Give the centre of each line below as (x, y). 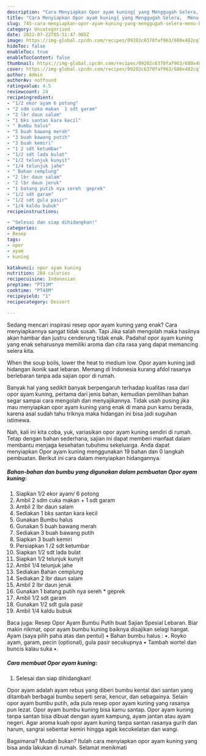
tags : (14, 240)
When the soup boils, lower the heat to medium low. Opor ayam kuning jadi (101, 363)
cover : (15, 69)
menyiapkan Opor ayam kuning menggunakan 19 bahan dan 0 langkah (96, 452)
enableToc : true (28, 52)
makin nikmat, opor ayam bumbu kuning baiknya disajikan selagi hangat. (98, 629)
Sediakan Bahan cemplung (50, 572)
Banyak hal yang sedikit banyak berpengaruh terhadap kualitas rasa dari (98, 387)
